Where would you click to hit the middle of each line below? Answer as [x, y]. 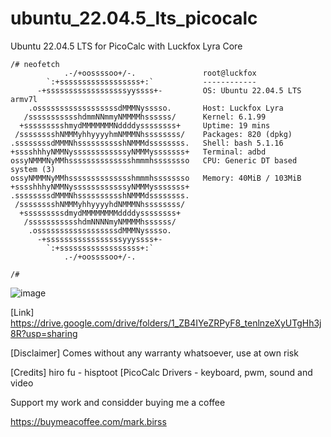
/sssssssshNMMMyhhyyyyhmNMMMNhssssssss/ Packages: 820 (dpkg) [153, 134]
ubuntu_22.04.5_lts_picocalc [134, 18]
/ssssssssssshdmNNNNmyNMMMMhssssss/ [100, 222]
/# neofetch [35, 64]
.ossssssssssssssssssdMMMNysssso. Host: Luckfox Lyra [156, 108]
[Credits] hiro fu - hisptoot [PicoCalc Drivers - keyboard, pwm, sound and [161, 372]
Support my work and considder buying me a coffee [118, 402]
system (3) [33, 169]
